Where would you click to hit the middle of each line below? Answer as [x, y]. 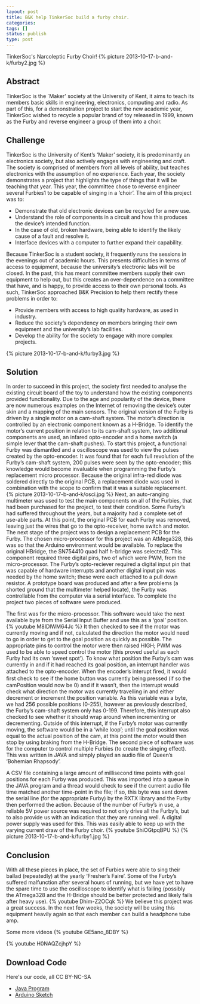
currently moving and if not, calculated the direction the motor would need [98, 633]
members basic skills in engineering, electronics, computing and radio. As [97, 102]
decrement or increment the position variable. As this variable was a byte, [97, 698]
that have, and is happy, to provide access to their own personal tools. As [96, 286]
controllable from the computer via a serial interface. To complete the [92, 596]
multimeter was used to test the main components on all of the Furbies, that [99, 501]
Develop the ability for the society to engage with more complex [94, 335]
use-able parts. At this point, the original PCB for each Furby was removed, [99, 520]
